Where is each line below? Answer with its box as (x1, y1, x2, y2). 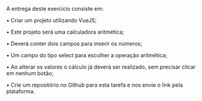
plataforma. (6, 88, 35, 95)
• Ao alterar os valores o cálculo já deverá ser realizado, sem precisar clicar (6, 63, 196, 70)
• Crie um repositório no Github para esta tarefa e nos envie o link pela (6, 81, 183, 88)
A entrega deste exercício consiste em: (6, 5, 104, 12)
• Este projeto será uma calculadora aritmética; (6, 28, 124, 35)
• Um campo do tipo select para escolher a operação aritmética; (6, 52, 167, 59)
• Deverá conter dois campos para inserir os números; (6, 40, 143, 47)
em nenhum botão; (6, 70, 53, 77)
